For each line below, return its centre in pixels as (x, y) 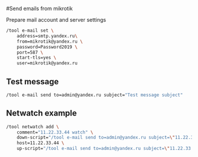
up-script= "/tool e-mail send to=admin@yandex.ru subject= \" (93, 149)
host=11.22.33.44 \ (41, 143)
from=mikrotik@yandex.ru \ (50, 41)
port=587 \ (30, 52)
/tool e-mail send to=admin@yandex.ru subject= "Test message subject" (95, 95)
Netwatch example (42, 113)
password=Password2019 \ (47, 47)
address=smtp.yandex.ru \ (47, 36)
